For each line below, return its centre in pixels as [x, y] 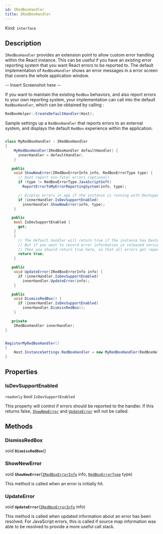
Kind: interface [21, 28]
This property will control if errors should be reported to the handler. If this [79, 406]
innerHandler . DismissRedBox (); [54, 308]
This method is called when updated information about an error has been [78, 516]
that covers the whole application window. [47, 76]
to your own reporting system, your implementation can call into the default [80, 100]
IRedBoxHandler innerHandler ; [44, 325]
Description [23, 43]
